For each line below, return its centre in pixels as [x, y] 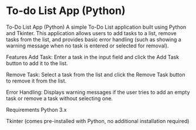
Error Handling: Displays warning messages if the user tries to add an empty [98, 92]
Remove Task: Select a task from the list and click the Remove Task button [96, 74]
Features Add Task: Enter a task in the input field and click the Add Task [93, 57]
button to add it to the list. [37, 63]
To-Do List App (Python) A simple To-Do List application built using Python [96, 27]
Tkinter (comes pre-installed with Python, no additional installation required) [98, 121]
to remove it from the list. [36, 81]
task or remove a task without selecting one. [59, 98]
